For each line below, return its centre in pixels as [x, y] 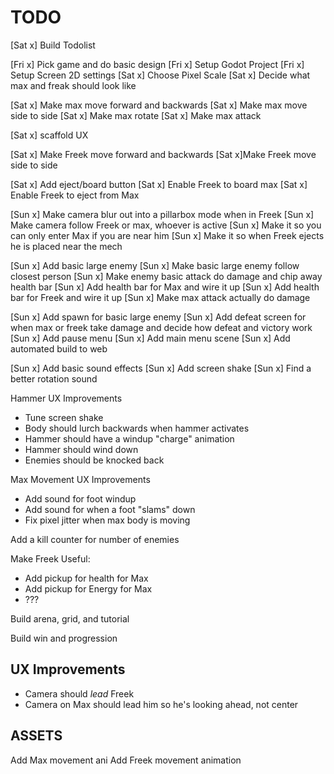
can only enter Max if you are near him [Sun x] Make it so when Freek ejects [167, 235]
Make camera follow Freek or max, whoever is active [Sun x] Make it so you [166, 225]
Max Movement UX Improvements [80, 479]
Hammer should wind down [81, 449]
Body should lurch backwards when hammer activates [137, 428]
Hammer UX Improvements [66, 398]
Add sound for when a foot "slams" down [110, 509]
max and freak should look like [73, 85]
